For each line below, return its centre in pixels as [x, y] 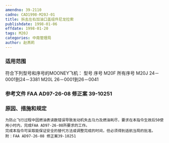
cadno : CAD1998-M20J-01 [30, 15]
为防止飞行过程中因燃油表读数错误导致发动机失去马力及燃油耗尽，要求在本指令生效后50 [82, 120]
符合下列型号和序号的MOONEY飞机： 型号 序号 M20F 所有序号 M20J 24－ [82, 73]
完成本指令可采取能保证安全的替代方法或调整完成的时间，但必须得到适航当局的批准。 [80, 131]
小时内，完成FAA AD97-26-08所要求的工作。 [49, 126]
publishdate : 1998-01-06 [31, 24]
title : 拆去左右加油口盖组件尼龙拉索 [40, 19]
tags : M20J [17, 33]
